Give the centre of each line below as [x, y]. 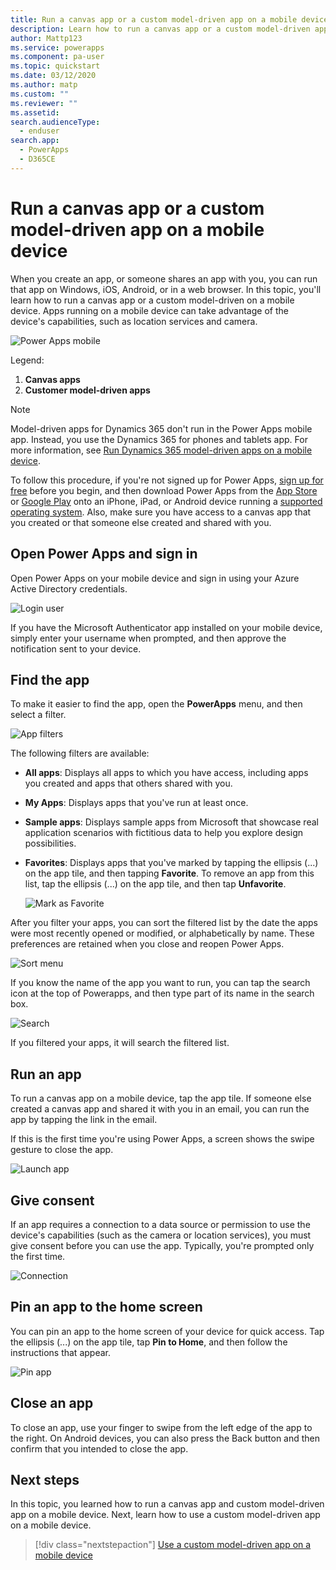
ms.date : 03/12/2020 [53, 76]
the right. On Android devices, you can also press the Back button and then [165, 1438]
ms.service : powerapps [57, 47]
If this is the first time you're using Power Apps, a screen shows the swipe [162, 1139]
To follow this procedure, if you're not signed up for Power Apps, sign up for [167, 480]
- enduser [39, 131]
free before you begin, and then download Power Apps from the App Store [164, 490]
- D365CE [37, 159]
